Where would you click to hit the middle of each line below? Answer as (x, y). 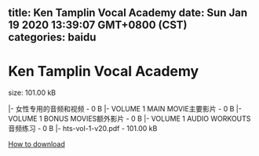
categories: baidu (52, 37)
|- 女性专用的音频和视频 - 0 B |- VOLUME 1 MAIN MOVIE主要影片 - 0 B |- (125, 109)
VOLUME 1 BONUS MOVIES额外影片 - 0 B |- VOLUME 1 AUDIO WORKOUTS (129, 119)
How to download (36, 144)
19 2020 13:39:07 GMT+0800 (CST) (98, 25)
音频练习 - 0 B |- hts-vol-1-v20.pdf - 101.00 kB (83, 129)
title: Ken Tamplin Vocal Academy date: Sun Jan (128, 13)
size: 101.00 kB (32, 93)
